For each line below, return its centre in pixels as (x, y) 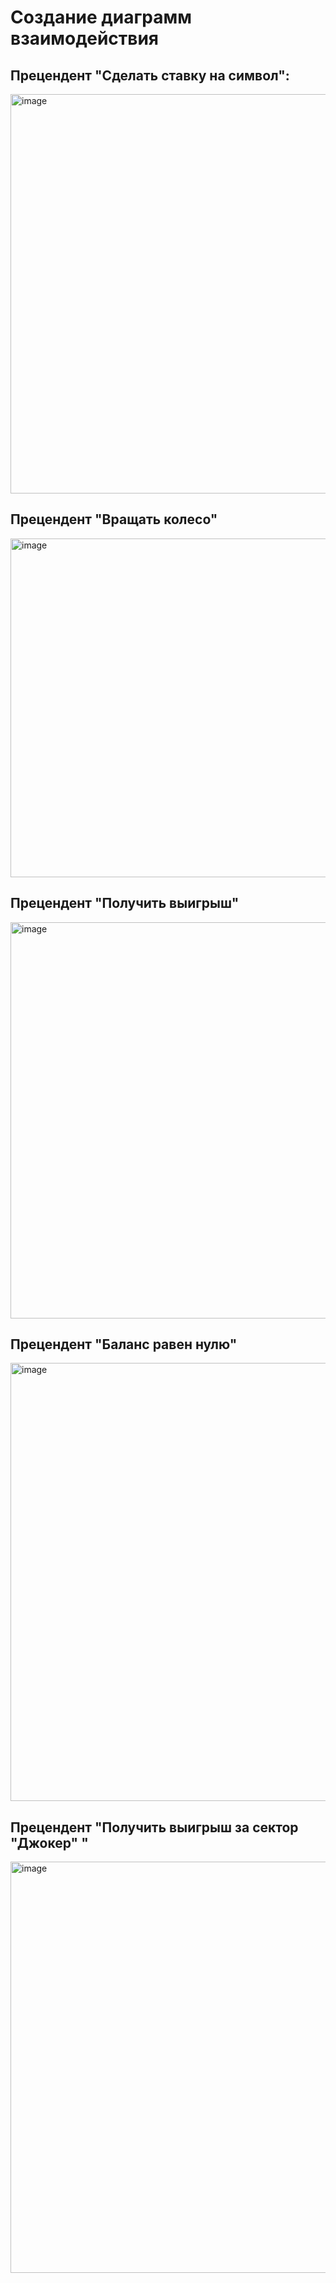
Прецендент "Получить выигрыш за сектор (154, 1827)
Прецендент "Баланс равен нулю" (124, 1344)
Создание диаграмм (101, 17)
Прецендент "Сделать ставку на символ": (150, 75)
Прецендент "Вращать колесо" (114, 519)
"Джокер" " (49, 1842)
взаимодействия (85, 38)
